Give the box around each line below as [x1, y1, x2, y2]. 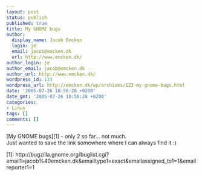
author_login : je [6, 59, 50, 66]
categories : [6, 99, 36, 105]
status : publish [6, 15, 47, 21]
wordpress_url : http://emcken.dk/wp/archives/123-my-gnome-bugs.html [6, 83, 186, 89]
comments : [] [6, 116, 39, 122]
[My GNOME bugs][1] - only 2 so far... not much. [6, 133, 127, 140]
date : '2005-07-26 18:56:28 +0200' [6, 88, 96, 94]
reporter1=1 [6, 164, 35, 171]
